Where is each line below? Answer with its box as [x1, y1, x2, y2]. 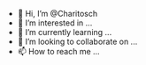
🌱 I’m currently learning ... [17, 27, 112, 37]
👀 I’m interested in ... [17, 18, 93, 28]
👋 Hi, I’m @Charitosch [17, 9, 98, 18]
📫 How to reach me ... [17, 47, 100, 56]
